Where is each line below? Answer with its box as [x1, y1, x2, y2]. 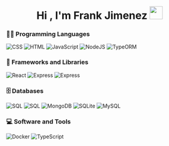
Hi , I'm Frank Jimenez [36, 9, 148, 22]
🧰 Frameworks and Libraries [6, 58, 89, 66]
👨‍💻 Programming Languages [6, 30, 90, 38]
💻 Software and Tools [6, 118, 71, 125]
